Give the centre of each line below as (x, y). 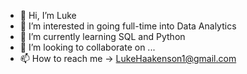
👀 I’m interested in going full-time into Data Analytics (128, 26)
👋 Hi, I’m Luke (48, 15)
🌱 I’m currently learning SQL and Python (102, 36)
